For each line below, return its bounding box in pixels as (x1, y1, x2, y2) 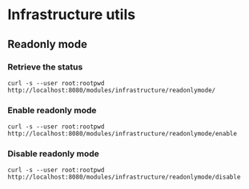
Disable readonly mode (7, 148, 99, 159)
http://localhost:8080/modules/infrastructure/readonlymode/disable (7, 173, 241, 181)
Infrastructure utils (7, 6, 136, 24)
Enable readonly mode (7, 104, 97, 116)
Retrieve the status (7, 61, 83, 73)
